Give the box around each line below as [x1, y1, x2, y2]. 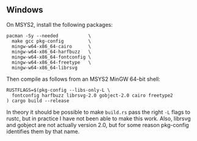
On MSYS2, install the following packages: [6, 21, 113, 28]
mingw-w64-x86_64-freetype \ [12, 59, 91, 66]
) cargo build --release [6, 97, 70, 104]
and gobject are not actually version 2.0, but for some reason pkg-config [6, 121, 189, 128]
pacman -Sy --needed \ [6, 33, 91, 39]
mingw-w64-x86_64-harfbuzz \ [12, 49, 91, 55]
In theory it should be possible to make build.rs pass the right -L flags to [6, 108, 191, 115]
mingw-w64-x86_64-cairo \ [12, 43, 91, 49]
